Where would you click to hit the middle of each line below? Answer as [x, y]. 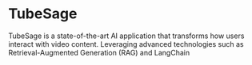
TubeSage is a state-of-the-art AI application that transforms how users [126, 36]
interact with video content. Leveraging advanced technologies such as [126, 44]
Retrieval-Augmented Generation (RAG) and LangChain [99, 52]
